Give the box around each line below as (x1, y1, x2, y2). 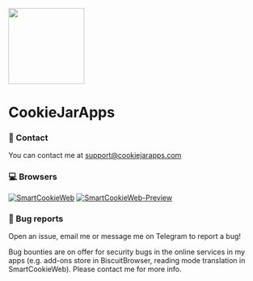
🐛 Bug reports (8, 213, 64, 224)
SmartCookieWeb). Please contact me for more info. (8, 264, 182, 275)
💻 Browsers (8, 171, 58, 182)
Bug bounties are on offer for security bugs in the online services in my (8, 247, 245, 257)
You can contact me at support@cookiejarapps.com (8, 151, 182, 160)
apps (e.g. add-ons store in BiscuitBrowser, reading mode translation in (8, 256, 246, 266)
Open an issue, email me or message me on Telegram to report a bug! (8, 232, 241, 241)
